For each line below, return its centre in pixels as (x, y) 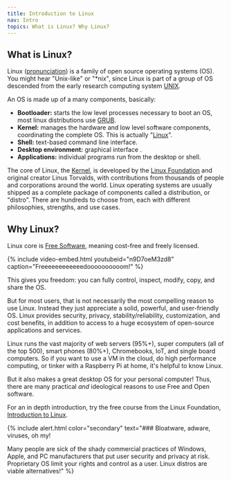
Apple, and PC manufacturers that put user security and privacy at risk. (109, 456)
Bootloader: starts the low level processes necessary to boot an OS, (115, 113)
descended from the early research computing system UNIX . (94, 86)
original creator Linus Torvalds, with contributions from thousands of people (115, 178)
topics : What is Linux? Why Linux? (58, 26)
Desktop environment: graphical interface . (80, 150)
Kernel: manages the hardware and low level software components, (114, 128)
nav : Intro (23, 20)
